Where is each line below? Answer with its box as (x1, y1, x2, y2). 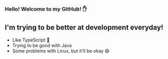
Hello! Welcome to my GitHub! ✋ (5, 5, 87, 12)
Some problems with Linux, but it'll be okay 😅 (12, 48, 110, 54)
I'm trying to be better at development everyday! (5, 23, 164, 32)
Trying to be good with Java (12, 42, 72, 48)
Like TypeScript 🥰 (12, 36, 50, 43)
